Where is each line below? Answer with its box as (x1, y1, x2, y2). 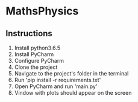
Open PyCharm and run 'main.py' (14, 83, 98, 90)
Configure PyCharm (14, 57, 64, 64)
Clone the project (14, 63, 58, 71)
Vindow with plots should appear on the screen (14, 89, 132, 96)
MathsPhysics (5, 4, 79, 18)
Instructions (5, 28, 52, 39)
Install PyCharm (14, 51, 54, 58)
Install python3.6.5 (14, 44, 61, 51)
